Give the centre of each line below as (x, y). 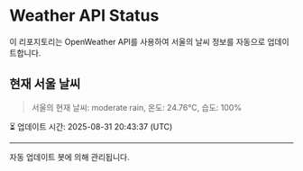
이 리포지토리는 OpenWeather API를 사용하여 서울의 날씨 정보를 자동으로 (138, 41)
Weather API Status (84, 16)
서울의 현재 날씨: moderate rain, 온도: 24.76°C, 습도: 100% (136, 107)
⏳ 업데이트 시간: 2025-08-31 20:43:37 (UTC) (91, 126)
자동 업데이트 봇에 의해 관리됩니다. (69, 157)
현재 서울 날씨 (45, 84)
